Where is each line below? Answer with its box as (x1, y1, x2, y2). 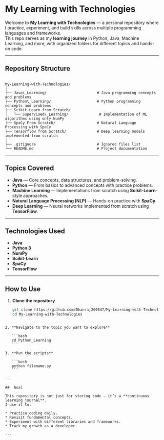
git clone (12, 307, 33, 312)
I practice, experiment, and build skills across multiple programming (5, 24, 142, 30)
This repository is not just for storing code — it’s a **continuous (5, 393, 150, 398)
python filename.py (11, 364, 51, 368)
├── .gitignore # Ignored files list (5, 142, 141, 147)
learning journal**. (5, 398, 47, 403)
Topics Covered (5, 164, 54, 172)
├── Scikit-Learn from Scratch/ (5, 107, 71, 112)
